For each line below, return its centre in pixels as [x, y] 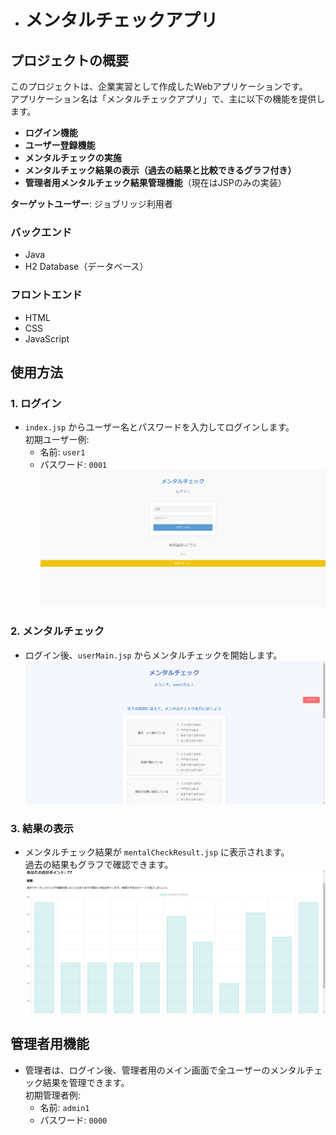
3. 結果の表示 [42, 828]
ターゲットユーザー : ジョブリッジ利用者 [91, 204]
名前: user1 [62, 452]
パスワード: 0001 [73, 465]
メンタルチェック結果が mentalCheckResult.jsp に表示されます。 [157, 852]
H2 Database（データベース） [86, 267]
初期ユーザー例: [57, 440]
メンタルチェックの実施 [73, 157]
